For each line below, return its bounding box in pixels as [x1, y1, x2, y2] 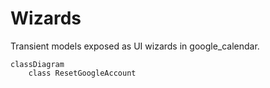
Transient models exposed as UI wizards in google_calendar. [10, 40, 260, 52]
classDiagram [10, 59, 65, 69]
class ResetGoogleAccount [28, 68, 137, 78]
